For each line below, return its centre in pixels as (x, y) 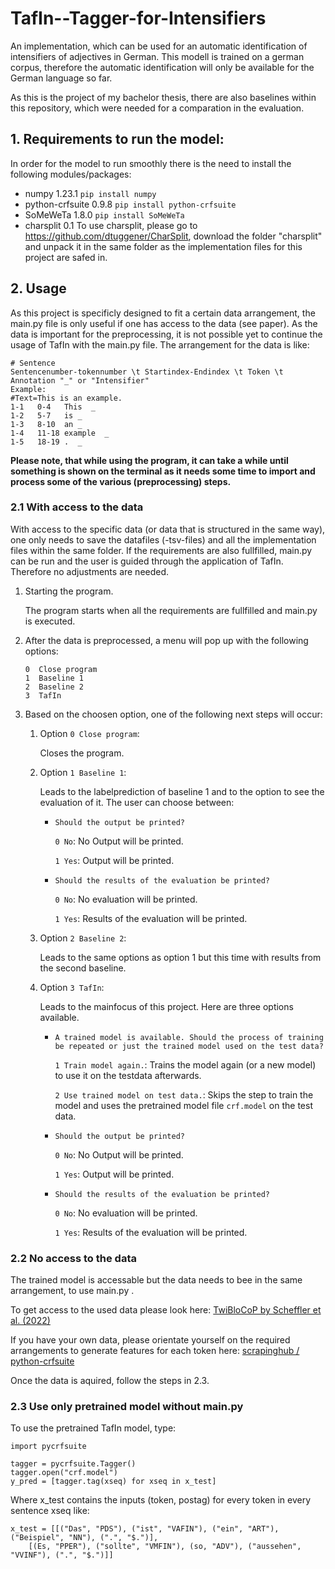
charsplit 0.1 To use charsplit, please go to (111, 225)
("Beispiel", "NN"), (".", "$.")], (84, 1538)
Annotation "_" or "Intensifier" (80, 380)
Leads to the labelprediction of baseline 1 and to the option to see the (182, 791)
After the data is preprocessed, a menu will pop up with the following (166, 640)
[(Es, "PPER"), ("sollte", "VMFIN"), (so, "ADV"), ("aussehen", (165, 1547)
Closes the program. (82, 753)
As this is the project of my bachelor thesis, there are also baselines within (163, 97)
